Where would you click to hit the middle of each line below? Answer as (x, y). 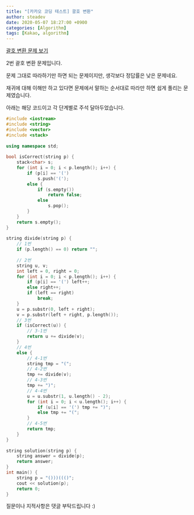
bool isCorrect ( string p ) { (40, 157)
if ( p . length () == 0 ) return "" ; (57, 249)
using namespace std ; (32, 146)
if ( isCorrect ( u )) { (41, 325)
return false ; (65, 195)
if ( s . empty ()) (56, 190)
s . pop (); (58, 206)
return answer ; (35, 462)
